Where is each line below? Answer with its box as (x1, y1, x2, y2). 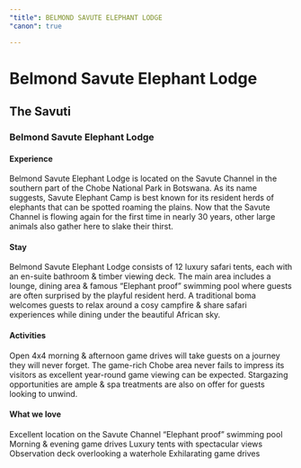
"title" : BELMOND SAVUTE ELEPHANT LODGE (9, 13, 164, 22)
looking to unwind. (9, 388, 78, 399)
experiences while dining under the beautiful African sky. (9, 310, 221, 320)
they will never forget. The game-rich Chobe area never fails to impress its (9, 359, 285, 370)
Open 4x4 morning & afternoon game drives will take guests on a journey (9, 350, 280, 361)
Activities (9, 330, 47, 340)
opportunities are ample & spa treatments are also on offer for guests (9, 379, 265, 390)
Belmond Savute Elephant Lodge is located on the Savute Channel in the (9, 173, 278, 184)
